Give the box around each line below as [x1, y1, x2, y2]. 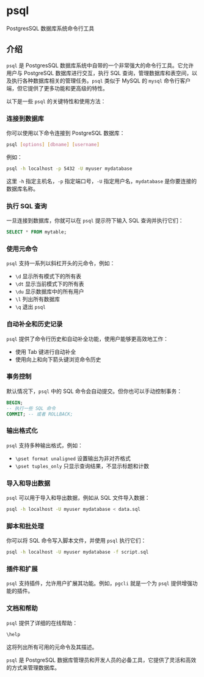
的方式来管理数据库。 [6, 664, 60, 671]
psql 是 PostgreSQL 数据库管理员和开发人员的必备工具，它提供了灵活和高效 [6, 656, 197, 664]
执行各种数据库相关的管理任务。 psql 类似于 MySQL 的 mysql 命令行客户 [11, 77, 191, 84]
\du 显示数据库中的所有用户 [15, 288, 84, 295]
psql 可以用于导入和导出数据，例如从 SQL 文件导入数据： [6, 494, 151, 502]
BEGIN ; [6, 400, 23, 406]
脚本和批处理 [6, 522, 45, 530]
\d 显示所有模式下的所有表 [15, 273, 82, 280]
